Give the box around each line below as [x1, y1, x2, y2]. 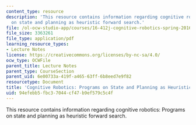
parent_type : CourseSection [6, 68, 75, 74]
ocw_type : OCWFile [6, 57, 51, 63]
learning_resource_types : [6, 41, 69, 47]
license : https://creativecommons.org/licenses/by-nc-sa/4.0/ [6, 52, 160, 58]
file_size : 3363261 [6, 30, 54, 36]
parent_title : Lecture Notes [6, 62, 77, 69]
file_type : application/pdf [6, 36, 75, 41]
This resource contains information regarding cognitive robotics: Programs [6, 106, 185, 113]
